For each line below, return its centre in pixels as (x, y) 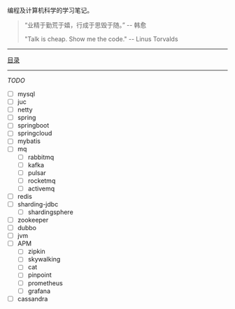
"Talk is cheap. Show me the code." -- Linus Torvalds (101, 39)
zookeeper (33, 220)
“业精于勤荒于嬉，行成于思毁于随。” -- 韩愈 (85, 25)
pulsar (37, 172)
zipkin (36, 251)
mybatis (29, 141)
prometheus (45, 283)
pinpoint (40, 275)
